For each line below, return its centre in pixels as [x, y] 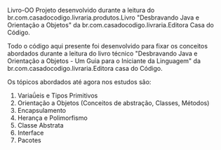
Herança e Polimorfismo [52, 118]
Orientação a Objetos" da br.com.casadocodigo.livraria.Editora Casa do [110, 25]
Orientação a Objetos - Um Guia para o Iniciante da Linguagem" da [104, 61]
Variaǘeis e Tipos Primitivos [58, 95]
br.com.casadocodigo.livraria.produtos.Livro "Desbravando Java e [103, 18]
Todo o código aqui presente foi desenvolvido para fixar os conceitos [108, 46]
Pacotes [29, 140]
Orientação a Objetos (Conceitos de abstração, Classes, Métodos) [113, 103]
